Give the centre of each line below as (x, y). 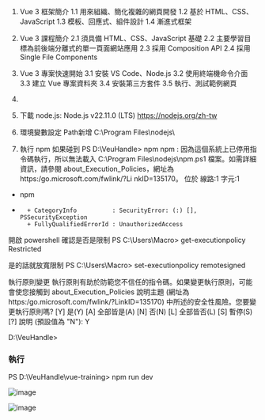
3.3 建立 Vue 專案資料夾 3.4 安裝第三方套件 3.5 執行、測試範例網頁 (128, 83)
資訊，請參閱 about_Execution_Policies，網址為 (97, 169)
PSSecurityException (53, 218)
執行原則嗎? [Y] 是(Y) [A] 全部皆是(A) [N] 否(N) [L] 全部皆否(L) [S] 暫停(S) (134, 312)
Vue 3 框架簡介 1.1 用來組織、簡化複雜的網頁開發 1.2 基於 (112, 11)
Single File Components (59, 57)
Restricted (25, 249)
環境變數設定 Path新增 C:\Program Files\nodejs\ (97, 132)
